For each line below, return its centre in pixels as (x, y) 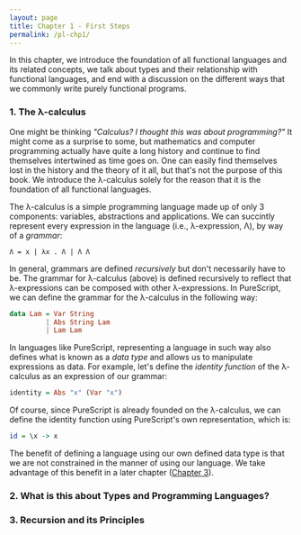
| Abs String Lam (78, 322)
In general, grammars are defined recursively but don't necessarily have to (147, 268)
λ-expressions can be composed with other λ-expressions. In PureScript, (145, 287)
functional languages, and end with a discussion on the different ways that (147, 79)
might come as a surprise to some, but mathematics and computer (133, 141)
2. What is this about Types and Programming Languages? (139, 495)
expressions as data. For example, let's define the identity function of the (145, 367)
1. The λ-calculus (48, 112)
